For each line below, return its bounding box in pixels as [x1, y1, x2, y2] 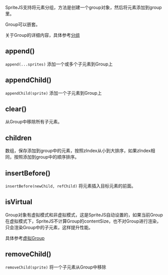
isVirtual [5, 198, 33, 207]
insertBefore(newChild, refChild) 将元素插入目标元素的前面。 [5, 183, 136, 189]
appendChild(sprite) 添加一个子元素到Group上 [5, 90, 102, 96]
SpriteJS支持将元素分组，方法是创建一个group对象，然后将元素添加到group [5, 5, 162, 10]
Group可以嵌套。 [5, 22, 40, 27]
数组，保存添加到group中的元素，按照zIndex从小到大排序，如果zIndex [5, 148, 151, 154]
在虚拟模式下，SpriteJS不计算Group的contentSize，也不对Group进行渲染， [5, 218, 161, 224]
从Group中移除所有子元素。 [5, 119, 62, 125]
